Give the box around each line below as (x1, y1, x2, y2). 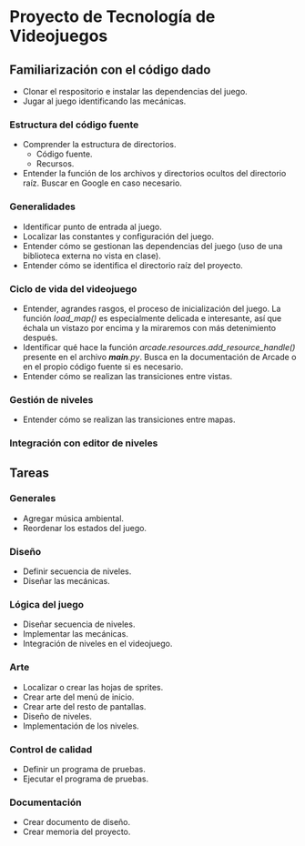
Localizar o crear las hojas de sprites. (22, 681, 164, 692)
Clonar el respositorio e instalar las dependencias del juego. (22, 86, 248, 96)
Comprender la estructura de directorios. (22, 139, 177, 150)
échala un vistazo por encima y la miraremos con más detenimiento (22, 322, 276, 333)
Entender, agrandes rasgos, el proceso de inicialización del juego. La (22, 303, 281, 314)
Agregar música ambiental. (22, 512, 125, 524)
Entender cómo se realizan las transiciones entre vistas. (22, 370, 233, 381)
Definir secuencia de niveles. (22, 566, 132, 577)
